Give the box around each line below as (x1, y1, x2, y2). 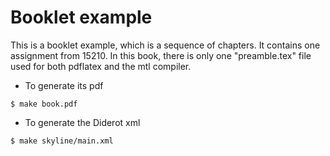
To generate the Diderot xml (24, 116, 141, 128)
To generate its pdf (24, 79, 104, 91)
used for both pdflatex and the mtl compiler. (10, 60, 192, 72)
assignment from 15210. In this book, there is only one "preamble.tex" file (10, 49, 312, 61)
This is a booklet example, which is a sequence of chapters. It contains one (10, 39, 321, 51)
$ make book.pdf (10, 99, 78, 109)
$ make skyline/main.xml (10, 136, 114, 146)
